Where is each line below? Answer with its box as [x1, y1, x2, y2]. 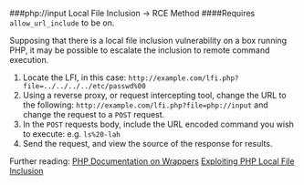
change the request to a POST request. [22, 109, 165, 119]
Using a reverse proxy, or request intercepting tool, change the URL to [22, 90, 287, 100]
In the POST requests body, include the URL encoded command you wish [22, 118, 295, 129]
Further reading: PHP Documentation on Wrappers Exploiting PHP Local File [9, 156, 295, 167]
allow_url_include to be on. [9, 17, 115, 28]
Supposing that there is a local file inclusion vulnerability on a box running [9, 36, 288, 46]
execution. [9, 55, 49, 65]
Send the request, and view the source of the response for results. [22, 139, 273, 149]
